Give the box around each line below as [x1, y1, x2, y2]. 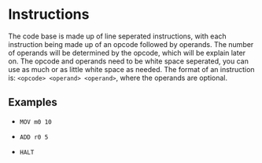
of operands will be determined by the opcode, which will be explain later [8, 48, 246, 57]
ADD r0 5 [19, 133, 49, 141]
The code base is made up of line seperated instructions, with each [8, 31, 227, 41]
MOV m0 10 [19, 118, 53, 126]
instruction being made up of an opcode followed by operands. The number [8, 39, 254, 49]
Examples [8, 96, 57, 109]
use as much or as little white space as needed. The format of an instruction [8, 64, 255, 74]
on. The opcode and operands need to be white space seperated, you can [8, 56, 249, 66]
